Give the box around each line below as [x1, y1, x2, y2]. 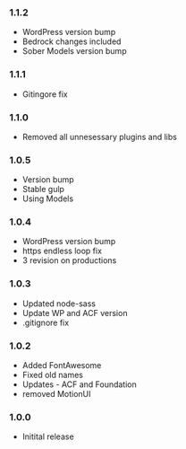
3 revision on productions [21, 255, 117, 266]
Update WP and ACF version [21, 307, 128, 318]
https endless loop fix [21, 245, 103, 257]
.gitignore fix [21, 317, 70, 328]
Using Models [21, 193, 74, 204]
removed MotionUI [21, 389, 91, 400]
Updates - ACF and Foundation [21, 379, 137, 390]
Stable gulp [21, 184, 65, 195]
